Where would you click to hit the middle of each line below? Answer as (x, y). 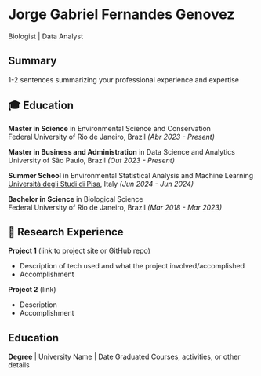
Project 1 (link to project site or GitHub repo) (80, 251)
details (19, 365)
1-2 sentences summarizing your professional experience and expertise (123, 79)
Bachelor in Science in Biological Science (76, 199)
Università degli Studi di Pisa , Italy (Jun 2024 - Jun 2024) (101, 184)
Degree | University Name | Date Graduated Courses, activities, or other (124, 357)
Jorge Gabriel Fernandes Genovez (121, 15)
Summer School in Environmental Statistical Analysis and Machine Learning (131, 175)
